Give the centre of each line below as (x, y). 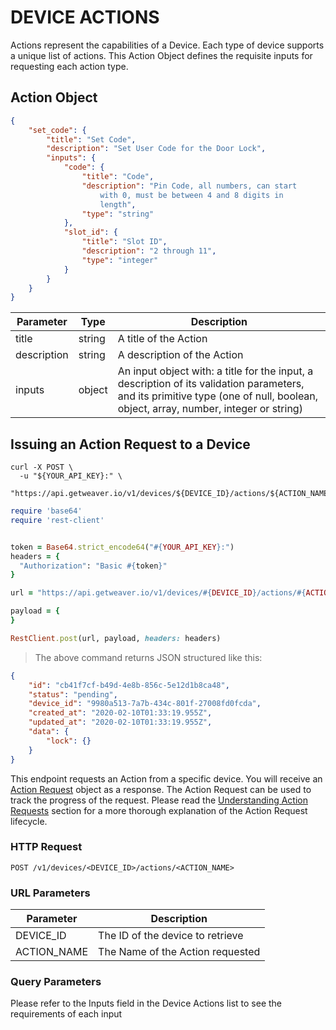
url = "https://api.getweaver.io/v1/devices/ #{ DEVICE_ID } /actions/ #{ (158, 593)
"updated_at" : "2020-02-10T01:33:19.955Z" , (120, 722)
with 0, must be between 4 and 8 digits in (191, 195)
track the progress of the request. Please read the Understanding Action (159, 800)
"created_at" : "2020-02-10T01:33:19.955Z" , (120, 713)
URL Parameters (50, 893)
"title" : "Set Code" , (91, 139)
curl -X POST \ (42, 467)
